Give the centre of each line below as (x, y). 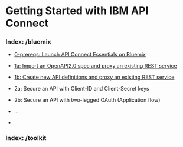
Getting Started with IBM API (77, 11)
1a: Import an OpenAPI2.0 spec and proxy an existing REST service (96, 66)
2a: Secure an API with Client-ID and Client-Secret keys (81, 89)
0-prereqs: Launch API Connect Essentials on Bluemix (80, 55)
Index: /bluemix (28, 42)
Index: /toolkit (26, 138)
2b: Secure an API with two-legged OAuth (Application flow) (87, 100)
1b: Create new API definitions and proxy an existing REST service (94, 77)
